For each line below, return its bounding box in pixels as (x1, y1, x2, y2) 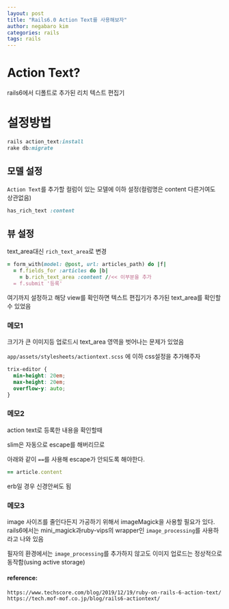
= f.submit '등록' (13, 280, 63, 287)
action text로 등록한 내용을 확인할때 (7, 426, 103, 434)
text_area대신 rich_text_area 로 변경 (7, 248, 107, 256)
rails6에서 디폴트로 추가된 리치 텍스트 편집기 (7, 88, 125, 97)
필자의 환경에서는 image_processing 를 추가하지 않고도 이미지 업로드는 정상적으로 (7, 549, 222, 558)
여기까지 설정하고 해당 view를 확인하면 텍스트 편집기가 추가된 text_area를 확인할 (7, 293, 221, 302)
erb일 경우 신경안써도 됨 (7, 481, 72, 490)
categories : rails (7, 29, 59, 36)
